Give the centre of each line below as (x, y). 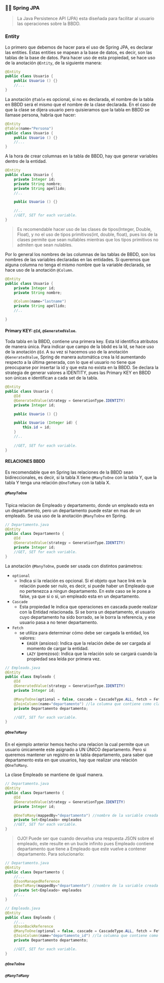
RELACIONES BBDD (25, 461)
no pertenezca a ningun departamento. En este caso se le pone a (85, 591)
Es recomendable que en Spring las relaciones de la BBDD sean (69, 472)
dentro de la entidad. (26, 161)
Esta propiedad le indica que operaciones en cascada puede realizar (88, 606)
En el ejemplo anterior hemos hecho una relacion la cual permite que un (77, 744)
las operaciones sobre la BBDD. (49, 24)
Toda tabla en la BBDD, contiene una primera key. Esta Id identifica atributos (82, 341)
